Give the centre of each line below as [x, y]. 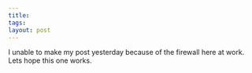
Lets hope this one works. [50, 60]
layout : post [30, 30]
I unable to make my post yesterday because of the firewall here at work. [126, 53]
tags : [17, 23]
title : [19, 15]
